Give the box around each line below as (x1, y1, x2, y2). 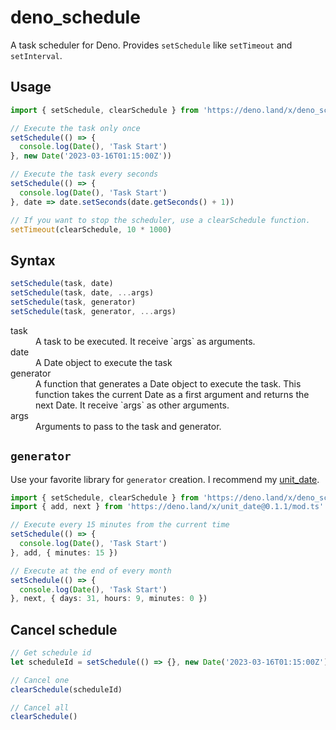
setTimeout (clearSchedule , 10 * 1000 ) (10, 224, 172, 235)
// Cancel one (10, 675, 70, 685)
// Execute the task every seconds (10, 169, 159, 180)
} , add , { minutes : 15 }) (10, 547, 118, 558)
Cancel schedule (10, 621, 118, 638)
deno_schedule (10, 6, 141, 29)
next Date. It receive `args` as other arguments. (35, 399, 230, 411)
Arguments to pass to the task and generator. (35, 420, 222, 432)
